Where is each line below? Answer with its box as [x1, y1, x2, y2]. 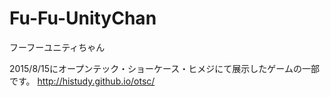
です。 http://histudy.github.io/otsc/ [9, 75, 156, 87]
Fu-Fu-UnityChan [9, 7, 157, 30]
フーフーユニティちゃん [9, 41, 106, 53]
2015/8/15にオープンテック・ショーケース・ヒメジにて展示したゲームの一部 [9, 62, 320, 74]
